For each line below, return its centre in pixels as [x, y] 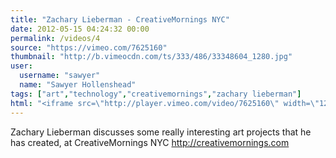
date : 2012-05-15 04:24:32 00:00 [80, 29]
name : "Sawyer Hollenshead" [78, 85]
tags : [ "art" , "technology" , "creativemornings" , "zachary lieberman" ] [156, 94]
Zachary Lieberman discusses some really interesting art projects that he [161, 132]
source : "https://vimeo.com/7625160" [89, 47]
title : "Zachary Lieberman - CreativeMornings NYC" [120, 19]
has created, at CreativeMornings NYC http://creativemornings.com [150, 142]
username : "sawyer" [60, 76]
